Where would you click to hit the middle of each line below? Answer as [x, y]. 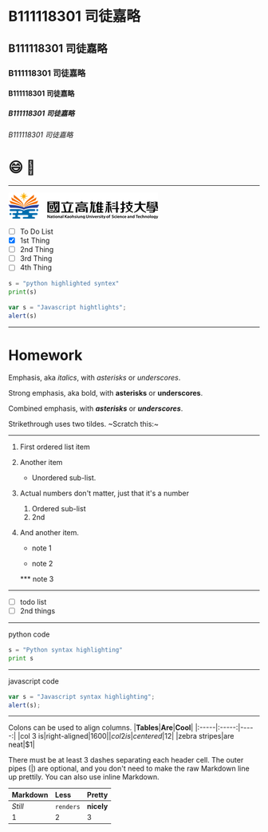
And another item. [49, 532]
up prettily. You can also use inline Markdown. [84, 777]
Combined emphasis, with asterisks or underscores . [96, 408]
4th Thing [36, 267]
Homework [45, 355]
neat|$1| [22, 745]
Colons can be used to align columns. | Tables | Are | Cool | [101, 728]
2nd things [37, 610]
